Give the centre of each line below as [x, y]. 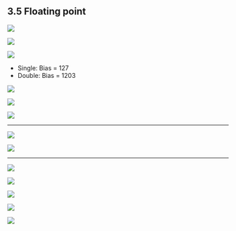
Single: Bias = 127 [43, 68]
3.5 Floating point [47, 12]
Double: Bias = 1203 [46, 75]
